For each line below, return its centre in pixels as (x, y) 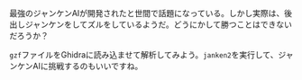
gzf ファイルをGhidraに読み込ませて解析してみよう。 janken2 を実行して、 (144, 55)
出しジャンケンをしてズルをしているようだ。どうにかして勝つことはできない (151, 24)
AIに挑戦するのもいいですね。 (88, 66)
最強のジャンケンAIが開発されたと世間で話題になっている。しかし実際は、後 (151, 13)
